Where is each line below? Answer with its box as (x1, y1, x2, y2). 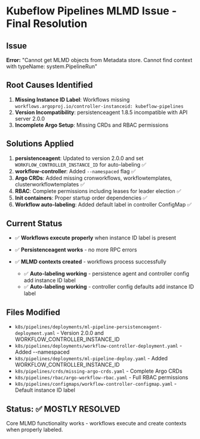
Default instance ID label (14, 386, 76, 394)
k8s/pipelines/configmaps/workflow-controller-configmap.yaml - (14, 380, 177, 388)
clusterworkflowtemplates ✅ (14, 180, 85, 188)
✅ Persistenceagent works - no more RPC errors (14, 246, 137, 253)
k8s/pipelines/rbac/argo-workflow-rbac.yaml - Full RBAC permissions (14, 374, 189, 381)
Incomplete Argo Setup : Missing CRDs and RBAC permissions (14, 121, 169, 128)
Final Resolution (6, 17, 88, 30)
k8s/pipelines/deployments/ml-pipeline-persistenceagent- (14, 324, 162, 330)
